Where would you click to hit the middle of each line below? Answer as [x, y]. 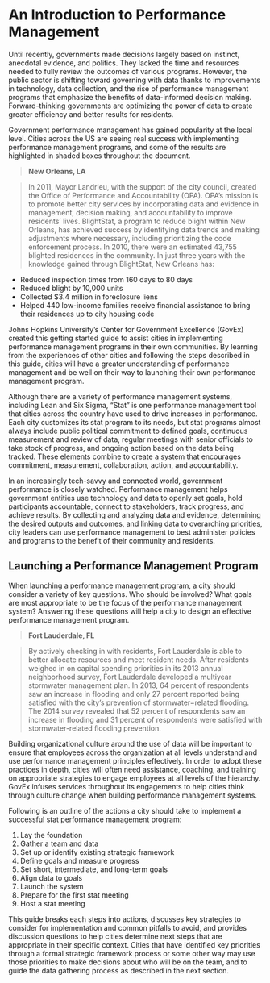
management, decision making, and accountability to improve [130, 212]
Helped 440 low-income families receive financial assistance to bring [135, 305]
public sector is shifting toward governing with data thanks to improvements [134, 80]
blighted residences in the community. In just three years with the [137, 255]
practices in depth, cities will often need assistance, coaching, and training [132, 769]
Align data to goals [51, 877]
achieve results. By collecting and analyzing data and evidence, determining [135, 514]
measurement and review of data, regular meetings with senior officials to [131, 439]
